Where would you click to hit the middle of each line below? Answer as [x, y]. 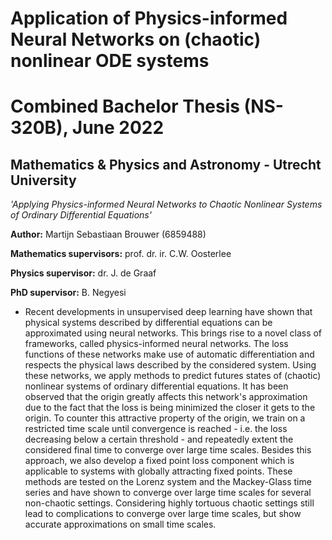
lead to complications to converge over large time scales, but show [163, 514]
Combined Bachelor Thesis [125, 106]
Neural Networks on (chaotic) [136, 39]
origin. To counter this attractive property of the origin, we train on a [165, 418]
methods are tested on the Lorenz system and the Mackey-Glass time [168, 482]
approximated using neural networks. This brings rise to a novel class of [173, 333]
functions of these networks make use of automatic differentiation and [169, 354]
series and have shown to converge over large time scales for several [168, 493]
